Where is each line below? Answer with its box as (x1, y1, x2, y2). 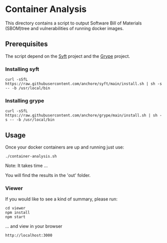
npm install (5, 210, 30, 215)
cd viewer (5, 206, 26, 211)
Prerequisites (5, 40, 48, 48)
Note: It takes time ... (5, 162, 48, 168)
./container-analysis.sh (5, 154, 57, 159)
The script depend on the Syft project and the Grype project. (5, 53, 130, 59)
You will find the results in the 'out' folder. (5, 172, 91, 178)
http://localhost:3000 (5, 233, 52, 238)
